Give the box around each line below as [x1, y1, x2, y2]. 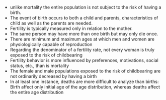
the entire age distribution [10, 89, 64, 95]
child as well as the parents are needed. [10, 20, 93, 26]
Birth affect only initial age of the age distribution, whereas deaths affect [10, 84, 160, 89]
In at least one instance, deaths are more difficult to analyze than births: [10, 78, 159, 84]
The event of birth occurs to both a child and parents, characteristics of [10, 15, 158, 20]
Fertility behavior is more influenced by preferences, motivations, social [10, 57, 158, 63]
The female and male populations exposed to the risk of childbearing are [10, 68, 161, 74]
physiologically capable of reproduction [10, 41, 93, 47]
